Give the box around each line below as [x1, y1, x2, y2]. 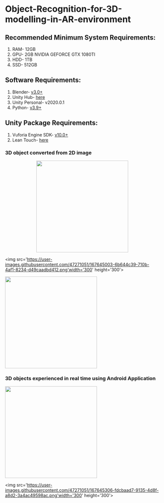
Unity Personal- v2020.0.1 [12, 99, 65, 105]
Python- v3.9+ [12, 104, 42, 111]
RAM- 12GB [12, 46, 36, 52]
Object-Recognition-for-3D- [5, 3, 122, 15]
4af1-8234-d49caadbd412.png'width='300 [5, 267, 93, 273]
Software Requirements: [5, 76, 81, 84]
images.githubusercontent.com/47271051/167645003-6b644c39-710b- [5, 261, 149, 267]
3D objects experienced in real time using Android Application [5, 375, 156, 382]
